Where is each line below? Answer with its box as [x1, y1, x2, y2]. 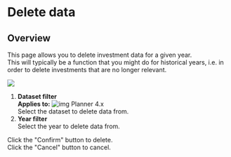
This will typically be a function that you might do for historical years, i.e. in [7, 58, 225, 67]
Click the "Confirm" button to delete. [7, 136, 113, 144]
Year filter [17, 115, 48, 123]
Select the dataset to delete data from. [17, 107, 129, 116]
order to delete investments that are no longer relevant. [7, 66, 167, 74]
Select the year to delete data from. [17, 122, 121, 130]
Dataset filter [17, 93, 58, 100]
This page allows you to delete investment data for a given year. [7, 50, 192, 59]
